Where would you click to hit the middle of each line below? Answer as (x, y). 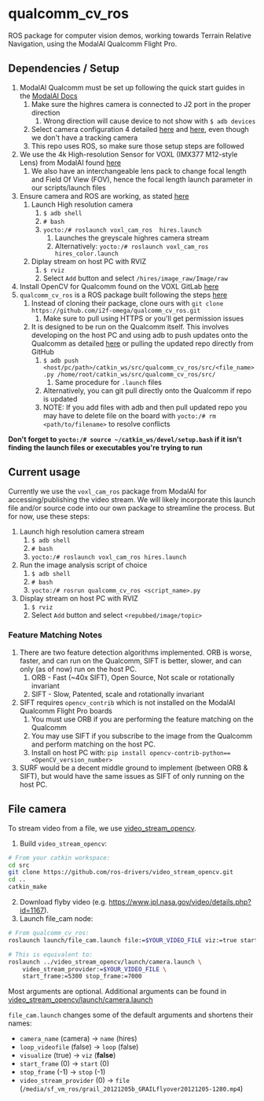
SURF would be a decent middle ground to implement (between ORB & (134, 768)
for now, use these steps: (49, 516)
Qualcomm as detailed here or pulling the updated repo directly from (142, 343)
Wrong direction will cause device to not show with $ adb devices (149, 121)
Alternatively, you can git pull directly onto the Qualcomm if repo (147, 391)
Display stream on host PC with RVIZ (79, 598)
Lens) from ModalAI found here (70, 163)
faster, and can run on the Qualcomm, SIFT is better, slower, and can (130, 660)
